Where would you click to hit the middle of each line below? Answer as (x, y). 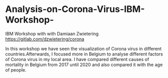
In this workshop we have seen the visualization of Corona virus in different (83, 48)
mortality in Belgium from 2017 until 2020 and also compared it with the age (84, 64)
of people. (16, 70)
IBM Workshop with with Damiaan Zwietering (52, 33)
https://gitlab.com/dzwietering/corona (45, 39)
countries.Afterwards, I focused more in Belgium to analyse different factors (84, 54)
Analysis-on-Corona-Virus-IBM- (75, 9)
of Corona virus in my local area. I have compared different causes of (77, 59)
